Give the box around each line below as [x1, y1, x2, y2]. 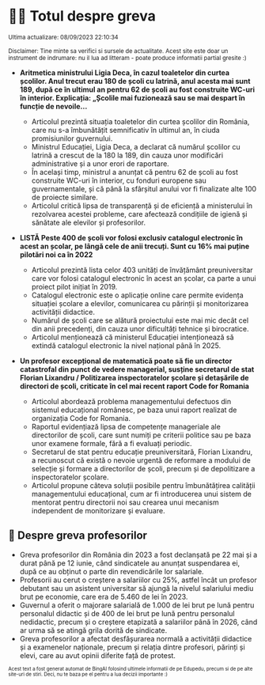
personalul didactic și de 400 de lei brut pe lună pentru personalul [19, 608, 235, 618]
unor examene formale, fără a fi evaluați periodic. [31, 438, 192, 448]
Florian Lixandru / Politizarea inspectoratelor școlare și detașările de [19, 373, 249, 382]
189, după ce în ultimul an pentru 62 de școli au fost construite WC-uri [19, 85, 256, 94]
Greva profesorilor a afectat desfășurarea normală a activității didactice [19, 634, 252, 643]
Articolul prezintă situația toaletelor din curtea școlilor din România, [31, 116, 250, 126]
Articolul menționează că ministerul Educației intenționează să [31, 332, 235, 342]
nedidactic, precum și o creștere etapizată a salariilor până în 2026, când [19, 617, 258, 626]
